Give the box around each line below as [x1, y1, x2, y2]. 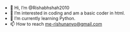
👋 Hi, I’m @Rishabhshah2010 [10, 5, 70, 10]
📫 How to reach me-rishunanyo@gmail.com [10, 21, 102, 27]
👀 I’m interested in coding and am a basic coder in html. [10, 10, 125, 16]
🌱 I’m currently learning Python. [10, 15, 76, 21]
